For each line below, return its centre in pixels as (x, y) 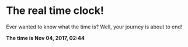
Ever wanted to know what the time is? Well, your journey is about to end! (94, 27)
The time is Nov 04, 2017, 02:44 (45, 38)
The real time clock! (55, 11)
